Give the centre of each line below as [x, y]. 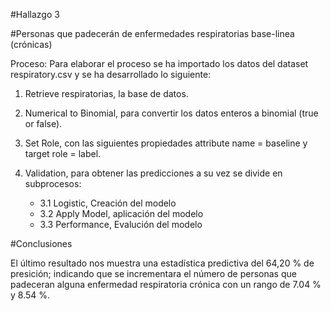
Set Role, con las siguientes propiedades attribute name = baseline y [166, 143]
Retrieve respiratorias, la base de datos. [106, 93]
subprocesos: [53, 183]
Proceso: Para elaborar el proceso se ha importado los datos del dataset [159, 63]
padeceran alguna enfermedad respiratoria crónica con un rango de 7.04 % [166, 284]
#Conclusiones [41, 243]
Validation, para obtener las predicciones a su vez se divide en [153, 173]
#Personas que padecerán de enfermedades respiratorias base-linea [152, 33]
